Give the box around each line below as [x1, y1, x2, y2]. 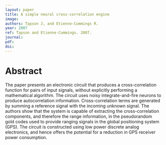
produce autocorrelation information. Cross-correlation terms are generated [5, 97, 160, 103]
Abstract [5, 65, 42, 77]
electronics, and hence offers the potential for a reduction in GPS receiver [5, 129, 156, 135]
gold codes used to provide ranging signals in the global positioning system [5, 118, 160, 124]
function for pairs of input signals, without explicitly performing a [5, 87, 138, 93]
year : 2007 [5, 26, 28, 31]
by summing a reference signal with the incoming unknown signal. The [5, 102, 150, 109]
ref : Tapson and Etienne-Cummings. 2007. [5, 30, 92, 35]
